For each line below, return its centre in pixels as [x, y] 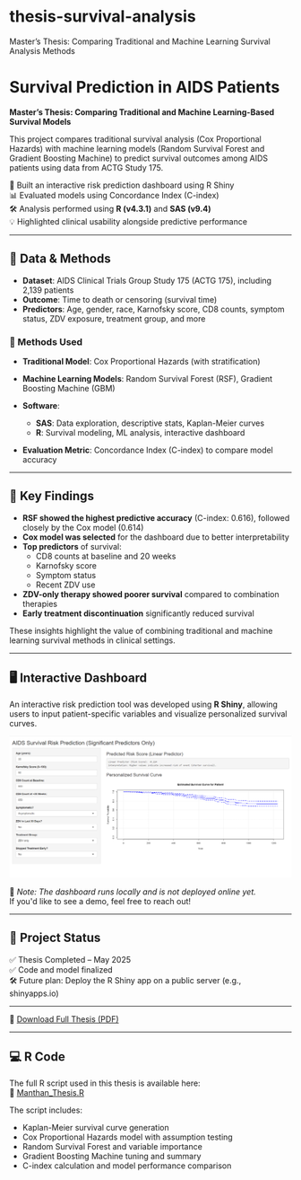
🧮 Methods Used [46, 341]
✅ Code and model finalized [61, 969]
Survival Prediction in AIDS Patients [145, 88]
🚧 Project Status [55, 938]
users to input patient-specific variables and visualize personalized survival [148, 713]
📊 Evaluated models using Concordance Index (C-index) [114, 195]
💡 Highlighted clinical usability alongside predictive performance [129, 221]
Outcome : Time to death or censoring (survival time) [120, 299]
